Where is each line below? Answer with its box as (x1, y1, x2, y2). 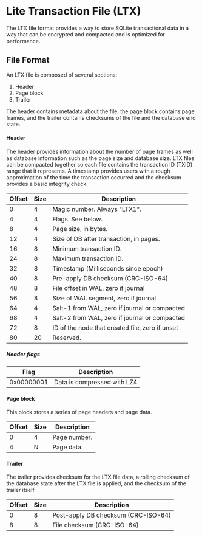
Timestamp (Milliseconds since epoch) (52, 264, 163, 272)
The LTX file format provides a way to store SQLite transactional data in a (6, 24, 189, 32)
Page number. (52, 433, 93, 442)
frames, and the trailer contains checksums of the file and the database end (6, 114, 196, 121)
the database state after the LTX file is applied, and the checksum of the (6, 480, 187, 487)
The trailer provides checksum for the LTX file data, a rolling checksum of (6, 473, 190, 481)
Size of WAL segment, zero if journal (52, 294, 157, 302)
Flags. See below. (52, 215, 103, 223)
